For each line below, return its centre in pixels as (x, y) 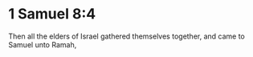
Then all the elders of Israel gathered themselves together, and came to (126, 36)
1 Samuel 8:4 (52, 14)
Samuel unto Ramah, (43, 44)
